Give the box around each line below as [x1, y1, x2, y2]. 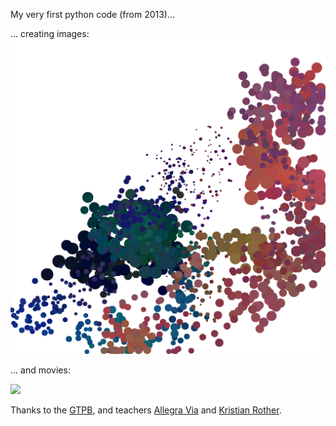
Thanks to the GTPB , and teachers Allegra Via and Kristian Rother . [10, 404, 282, 416]
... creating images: [10, 28, 90, 39]
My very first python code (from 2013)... [10, 9, 176, 20]
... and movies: [10, 364, 71, 376]
